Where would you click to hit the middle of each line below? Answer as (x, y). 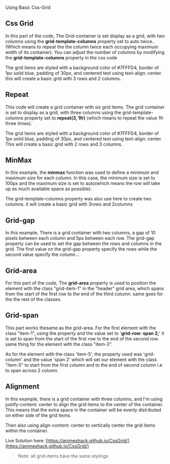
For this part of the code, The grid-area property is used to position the (81, 283)
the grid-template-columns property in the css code (61, 57)
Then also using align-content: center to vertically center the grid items (80, 425)
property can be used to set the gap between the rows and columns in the (84, 244)
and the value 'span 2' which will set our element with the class (90, 359)
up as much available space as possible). (49, 189)
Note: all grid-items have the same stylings (63, 456)
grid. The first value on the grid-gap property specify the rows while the (81, 249)
